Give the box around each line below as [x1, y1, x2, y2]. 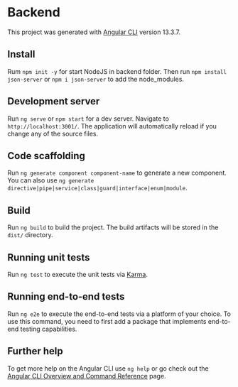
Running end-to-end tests [7, 290, 125, 302]
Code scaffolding [7, 150, 85, 162]
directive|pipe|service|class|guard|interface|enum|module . [7, 184, 188, 192]
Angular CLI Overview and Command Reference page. [7, 371, 166, 380]
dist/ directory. [7, 231, 53, 239]
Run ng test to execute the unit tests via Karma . [7, 271, 148, 278]
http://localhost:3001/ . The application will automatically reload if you [7, 121, 217, 130]
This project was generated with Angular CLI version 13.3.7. [7, 28, 181, 36]
